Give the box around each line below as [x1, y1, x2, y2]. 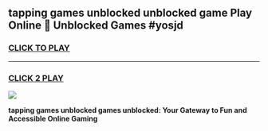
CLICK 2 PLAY [8, 72, 64, 83]
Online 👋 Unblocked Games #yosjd [8, 19, 183, 33]
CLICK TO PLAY [8, 43, 70, 54]
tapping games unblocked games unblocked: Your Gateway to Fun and [8, 105, 247, 114]
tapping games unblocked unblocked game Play [8, 6, 253, 20]
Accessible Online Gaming [8, 114, 98, 123]
